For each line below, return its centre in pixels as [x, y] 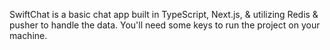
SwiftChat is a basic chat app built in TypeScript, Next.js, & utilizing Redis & [164, 14]
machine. [28, 35]
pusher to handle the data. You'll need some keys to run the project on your [165, 25]
